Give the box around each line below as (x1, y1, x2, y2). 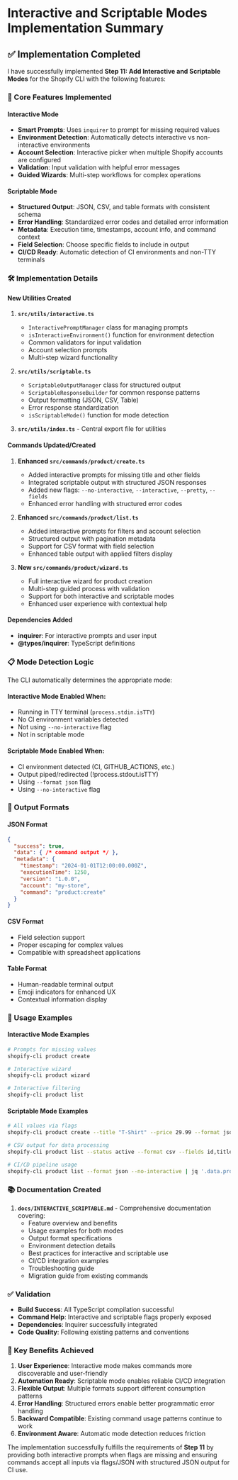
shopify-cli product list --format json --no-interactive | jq (7, 1167, 198, 1175)
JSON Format (7, 820, 48, 829)
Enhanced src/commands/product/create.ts (17, 456, 145, 465)
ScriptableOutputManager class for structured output (28, 381, 181, 389)
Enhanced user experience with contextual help (28, 599, 168, 607)
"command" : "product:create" (20, 888, 106, 896)
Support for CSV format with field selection (28, 542, 154, 550)
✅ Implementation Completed (7, 48, 141, 60)
